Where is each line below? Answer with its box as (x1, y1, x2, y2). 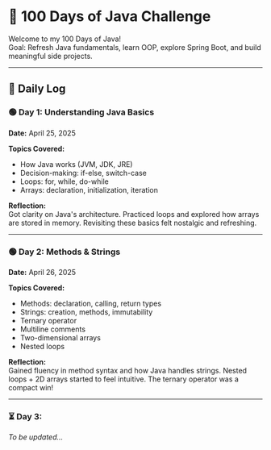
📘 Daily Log (8, 82, 66, 96)
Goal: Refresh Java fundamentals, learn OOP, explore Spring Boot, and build (8, 42, 262, 52)
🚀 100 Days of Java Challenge (8, 7, 211, 26)
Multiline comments (19, 324, 86, 334)
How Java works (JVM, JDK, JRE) (19, 159, 133, 169)
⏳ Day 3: (8, 410, 43, 422)
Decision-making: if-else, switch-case (19, 168, 147, 177)
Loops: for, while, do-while (19, 177, 109, 186)
